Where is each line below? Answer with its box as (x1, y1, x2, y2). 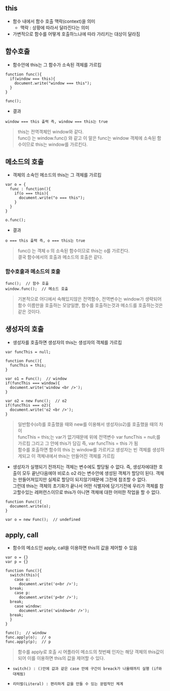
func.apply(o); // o (5, 635, 51, 640)
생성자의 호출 (5, 325, 44, 334)
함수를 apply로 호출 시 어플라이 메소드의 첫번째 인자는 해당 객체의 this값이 (17, 649, 164, 655)
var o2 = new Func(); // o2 (5, 398, 67, 403)
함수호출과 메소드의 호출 (5, 268, 61, 275)
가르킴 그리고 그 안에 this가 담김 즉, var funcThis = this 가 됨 (17, 440, 139, 446)
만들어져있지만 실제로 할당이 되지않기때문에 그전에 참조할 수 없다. (18, 476, 147, 482)
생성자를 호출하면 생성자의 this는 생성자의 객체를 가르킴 (12, 339, 122, 345)
